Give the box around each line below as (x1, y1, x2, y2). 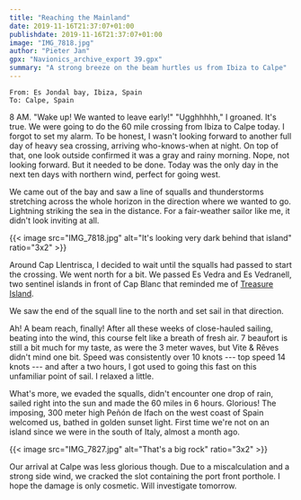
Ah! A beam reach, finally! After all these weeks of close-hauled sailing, (9, 323, 274, 334)
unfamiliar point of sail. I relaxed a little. (9, 371, 155, 381)
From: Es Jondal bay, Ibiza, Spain (9, 87, 143, 97)
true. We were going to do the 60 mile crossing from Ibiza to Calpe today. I (9, 121, 285, 131)
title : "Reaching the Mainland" (9, 13, 130, 22)
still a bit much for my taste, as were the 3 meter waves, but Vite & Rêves (9, 342, 279, 353)
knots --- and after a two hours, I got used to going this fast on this (9, 361, 258, 371)
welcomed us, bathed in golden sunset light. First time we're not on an (9, 416, 270, 427)
